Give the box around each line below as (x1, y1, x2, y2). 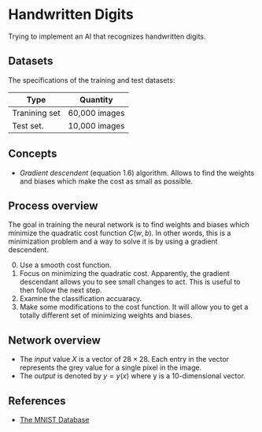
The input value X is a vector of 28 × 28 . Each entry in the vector (19, 355, 230, 364)
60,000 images (68, 107, 125, 118)
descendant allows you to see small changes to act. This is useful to (19, 277, 241, 287)
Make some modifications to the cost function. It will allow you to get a (19, 302, 249, 312)
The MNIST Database (19, 415, 90, 424)
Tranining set (12, 107, 61, 118)
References (8, 394, 66, 408)
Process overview (8, 199, 98, 212)
